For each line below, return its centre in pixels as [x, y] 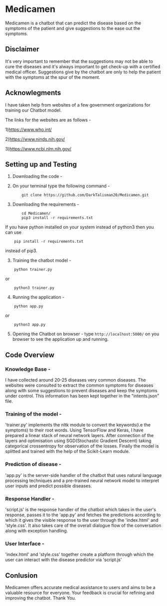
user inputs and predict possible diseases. [49, 486]
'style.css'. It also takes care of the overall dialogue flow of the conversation [83, 525]
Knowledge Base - [28, 369]
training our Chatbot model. [33, 110]
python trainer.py [33, 270]
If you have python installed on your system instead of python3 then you [80, 227]
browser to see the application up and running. [60, 339]
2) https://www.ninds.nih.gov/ [35, 139]
